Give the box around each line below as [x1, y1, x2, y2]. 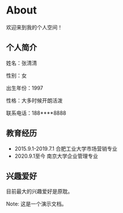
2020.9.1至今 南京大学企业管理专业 [14, 152, 98, 159]
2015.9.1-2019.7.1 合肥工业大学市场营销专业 [14, 145, 118, 152]
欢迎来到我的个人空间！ [6, 24, 63, 31]
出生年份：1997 [6, 84, 43, 91]
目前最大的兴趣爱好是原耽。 [6, 188, 73, 195]
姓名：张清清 [6, 59, 37, 66]
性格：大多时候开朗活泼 [6, 96, 63, 104]
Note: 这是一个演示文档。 [6, 201, 67, 208]
